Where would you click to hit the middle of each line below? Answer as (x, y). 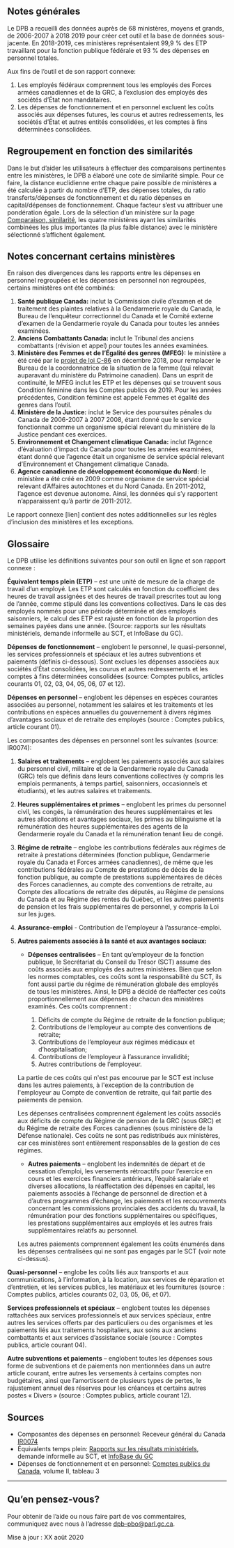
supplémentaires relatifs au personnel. (83, 1230)
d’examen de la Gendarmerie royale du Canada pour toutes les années (118, 324)
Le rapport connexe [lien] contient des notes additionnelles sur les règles (112, 515)
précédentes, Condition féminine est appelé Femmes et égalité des (114, 398)
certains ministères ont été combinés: (61, 288)
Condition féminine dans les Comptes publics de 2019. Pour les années (119, 390)
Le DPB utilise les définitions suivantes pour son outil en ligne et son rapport (117, 561)
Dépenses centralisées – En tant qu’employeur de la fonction (116, 955)
